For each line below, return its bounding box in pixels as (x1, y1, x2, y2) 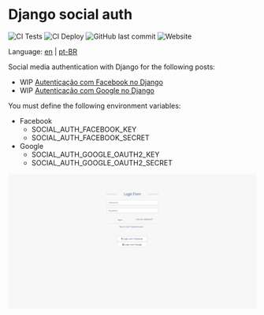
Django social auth (8, 6, 132, 24)
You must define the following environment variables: (8, 101, 181, 110)
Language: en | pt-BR (8, 46, 77, 56)
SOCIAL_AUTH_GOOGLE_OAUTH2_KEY (31, 150, 160, 159)
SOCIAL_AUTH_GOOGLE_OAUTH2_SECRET (31, 157, 173, 167)
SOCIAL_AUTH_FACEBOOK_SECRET (31, 132, 150, 143)
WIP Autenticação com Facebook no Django (19, 77, 164, 87)
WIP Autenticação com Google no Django (19, 85, 155, 95)
